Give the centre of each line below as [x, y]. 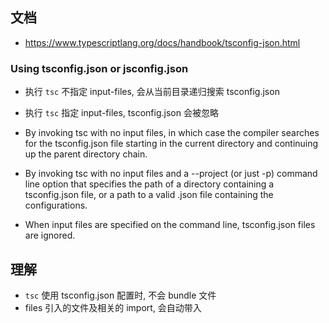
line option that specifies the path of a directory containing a [149, 184]
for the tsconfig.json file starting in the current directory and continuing [171, 144]
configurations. [56, 205]
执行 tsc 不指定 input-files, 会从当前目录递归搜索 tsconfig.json [152, 92]
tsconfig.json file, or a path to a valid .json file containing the [149, 195]
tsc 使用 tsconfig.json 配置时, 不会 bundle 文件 [120, 295]
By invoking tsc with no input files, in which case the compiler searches [172, 133]
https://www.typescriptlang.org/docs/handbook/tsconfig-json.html [162, 42]
